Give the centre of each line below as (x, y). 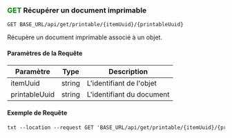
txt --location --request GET (51, 127)
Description (128, 71)
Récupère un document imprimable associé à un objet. (85, 37)
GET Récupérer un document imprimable (77, 10)
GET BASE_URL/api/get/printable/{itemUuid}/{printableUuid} (96, 25)
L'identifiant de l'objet (122, 83)
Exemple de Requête (37, 113)
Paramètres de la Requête (45, 53)
